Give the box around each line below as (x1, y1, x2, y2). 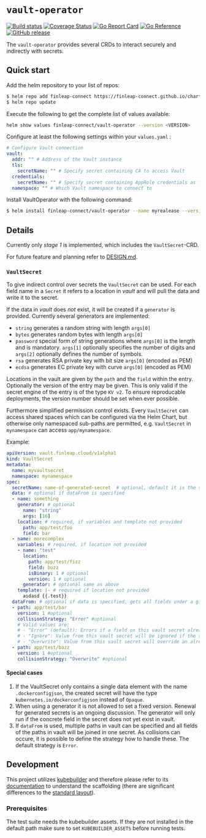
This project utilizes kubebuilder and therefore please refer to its (6, 775, 169, 783)
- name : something (12, 496, 59, 502)
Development (6, 759, 59, 770)
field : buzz (28, 564, 59, 571)
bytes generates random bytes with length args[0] (15, 331, 143, 339)
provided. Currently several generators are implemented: (6, 312, 150, 320)
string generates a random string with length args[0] (15, 324, 151, 332)
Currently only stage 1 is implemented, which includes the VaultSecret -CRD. (6, 241, 199, 249)
